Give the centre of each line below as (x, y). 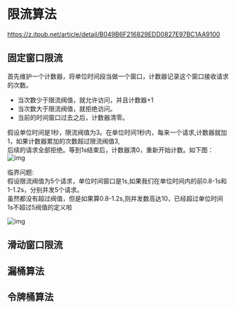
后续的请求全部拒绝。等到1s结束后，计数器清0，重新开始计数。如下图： (111, 150)
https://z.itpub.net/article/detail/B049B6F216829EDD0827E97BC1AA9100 (114, 34)
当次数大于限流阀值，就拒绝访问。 (67, 109)
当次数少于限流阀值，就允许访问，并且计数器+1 (85, 99)
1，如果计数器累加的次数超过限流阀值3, (64, 141)
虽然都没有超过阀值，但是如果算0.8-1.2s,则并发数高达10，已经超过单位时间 (115, 198)
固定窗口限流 (35, 58)
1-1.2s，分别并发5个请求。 (45, 189)
